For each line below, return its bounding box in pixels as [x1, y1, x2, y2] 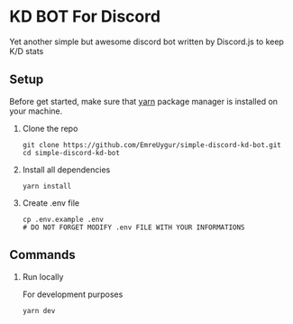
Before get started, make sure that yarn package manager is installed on [9, 96, 278, 106]
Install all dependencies [22, 164, 111, 175]
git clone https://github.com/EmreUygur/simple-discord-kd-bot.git [22, 140, 281, 150]
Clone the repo [22, 123, 78, 134]
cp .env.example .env [22, 215, 104, 224]
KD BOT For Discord [9, 6, 160, 27]
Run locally [22, 271, 64, 282]
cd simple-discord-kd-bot [22, 148, 120, 157]
